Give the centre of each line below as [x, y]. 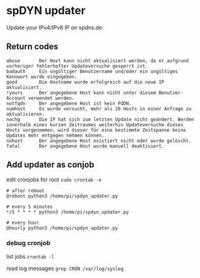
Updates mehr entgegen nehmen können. [55, 135]
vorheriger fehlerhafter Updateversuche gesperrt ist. [77, 66]
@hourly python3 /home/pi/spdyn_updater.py [62, 228]
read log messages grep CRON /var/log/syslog [65, 268]
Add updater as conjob [50, 165]
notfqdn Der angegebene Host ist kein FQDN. [69, 103]
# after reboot [26, 191]
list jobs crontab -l [30, 256]
